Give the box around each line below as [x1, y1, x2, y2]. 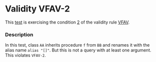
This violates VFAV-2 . [5, 52, 46, 58]
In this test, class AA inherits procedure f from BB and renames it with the [5, 42, 150, 48]
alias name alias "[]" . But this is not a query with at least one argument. [5, 47, 152, 53]
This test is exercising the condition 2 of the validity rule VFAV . [5, 19, 130, 25]
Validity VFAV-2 [5, 3, 70, 14]
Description [5, 31, 34, 38]
